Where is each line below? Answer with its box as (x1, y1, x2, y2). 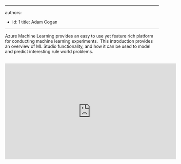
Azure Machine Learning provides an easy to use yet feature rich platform (5, 33, 154, 39)
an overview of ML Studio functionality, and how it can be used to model (5, 43, 151, 49)
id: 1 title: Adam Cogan (12, 19, 58, 25)
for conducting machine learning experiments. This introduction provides (5, 38, 153, 44)
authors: (5, 10, 22, 15)
